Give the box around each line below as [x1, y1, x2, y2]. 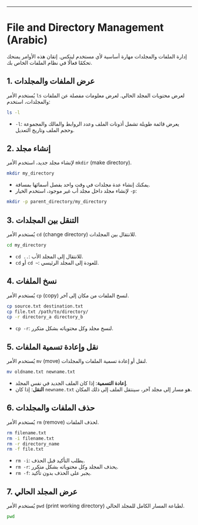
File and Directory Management [6, 21, 164, 34]
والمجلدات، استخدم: [6, 98, 51, 105]
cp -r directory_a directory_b [6, 314, 83, 320]
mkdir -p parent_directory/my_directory [6, 199, 108, 205]
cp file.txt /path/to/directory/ [6, 309, 89, 315]
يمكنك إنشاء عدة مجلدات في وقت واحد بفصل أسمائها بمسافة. [15, 181, 150, 189]
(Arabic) [6, 34, 48, 47]
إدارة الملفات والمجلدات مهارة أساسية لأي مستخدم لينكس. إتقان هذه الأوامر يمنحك [6, 52, 187, 60]
